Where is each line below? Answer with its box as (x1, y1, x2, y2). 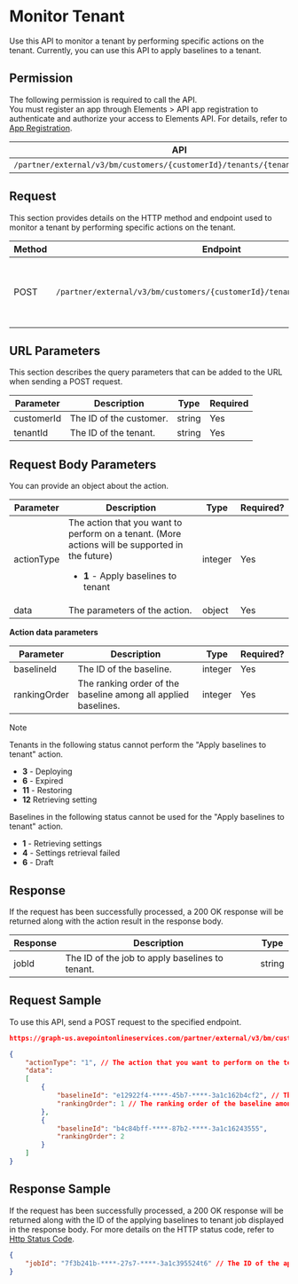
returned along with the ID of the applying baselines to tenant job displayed (9, 1214, 284, 1225)
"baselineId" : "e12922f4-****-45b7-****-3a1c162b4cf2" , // (56, 1091, 279, 1100)
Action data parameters (9, 627, 99, 638)
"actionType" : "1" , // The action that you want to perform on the (25, 1058, 280, 1067)
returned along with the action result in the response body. (9, 916, 223, 926)
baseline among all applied (77, 689, 189, 701)
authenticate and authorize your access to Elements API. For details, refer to (9, 113, 288, 123)
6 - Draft (21, 857, 54, 868)
